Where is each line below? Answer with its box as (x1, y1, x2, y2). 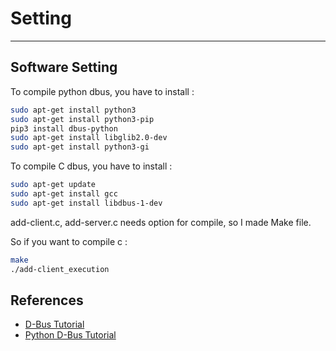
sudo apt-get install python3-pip (10, 114, 155, 124)
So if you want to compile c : (10, 235, 128, 247)
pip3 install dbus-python (10, 123, 118, 134)
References (10, 292, 84, 309)
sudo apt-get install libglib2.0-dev (10, 133, 168, 143)
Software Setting (10, 59, 118, 76)
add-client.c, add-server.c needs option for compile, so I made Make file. (10, 216, 312, 228)
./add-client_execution (10, 264, 110, 274)
